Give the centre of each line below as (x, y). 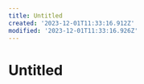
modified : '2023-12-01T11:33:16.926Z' (73, 30)
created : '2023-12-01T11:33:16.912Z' (72, 23)
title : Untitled (35, 16)
